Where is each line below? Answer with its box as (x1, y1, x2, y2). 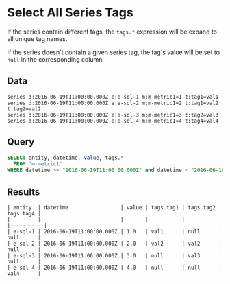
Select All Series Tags (7, 5, 133, 21)
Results (7, 186, 40, 198)
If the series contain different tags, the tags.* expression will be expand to (7, 27, 218, 36)
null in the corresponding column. (7, 55, 105, 63)
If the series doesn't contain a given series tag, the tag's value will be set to (7, 48, 220, 56)
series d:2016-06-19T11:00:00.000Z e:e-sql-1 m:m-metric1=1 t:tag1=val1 (7, 93, 219, 100)
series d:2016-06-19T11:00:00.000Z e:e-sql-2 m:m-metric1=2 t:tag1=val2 (7, 99, 219, 106)
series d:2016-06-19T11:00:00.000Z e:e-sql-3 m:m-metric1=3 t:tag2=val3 (7, 111, 219, 118)
